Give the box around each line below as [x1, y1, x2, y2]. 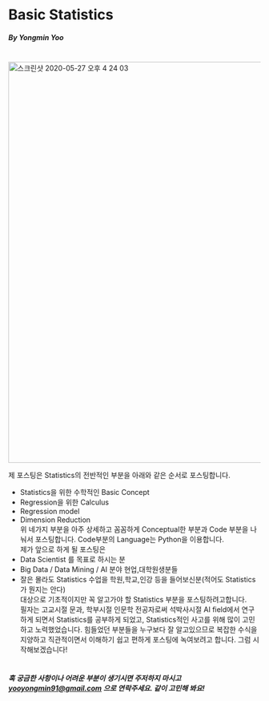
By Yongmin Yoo [8, 32, 64, 42]
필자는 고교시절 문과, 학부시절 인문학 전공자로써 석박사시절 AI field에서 [19, 605, 240, 614]
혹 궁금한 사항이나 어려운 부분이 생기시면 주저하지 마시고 [8, 673, 182, 683]
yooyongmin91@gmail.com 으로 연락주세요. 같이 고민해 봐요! [8, 683, 206, 693]
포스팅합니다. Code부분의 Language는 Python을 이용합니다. [34, 535, 224, 545]
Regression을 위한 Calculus [19, 497, 110, 507]
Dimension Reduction [19, 515, 90, 525]
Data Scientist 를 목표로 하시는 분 [19, 555, 126, 565]
